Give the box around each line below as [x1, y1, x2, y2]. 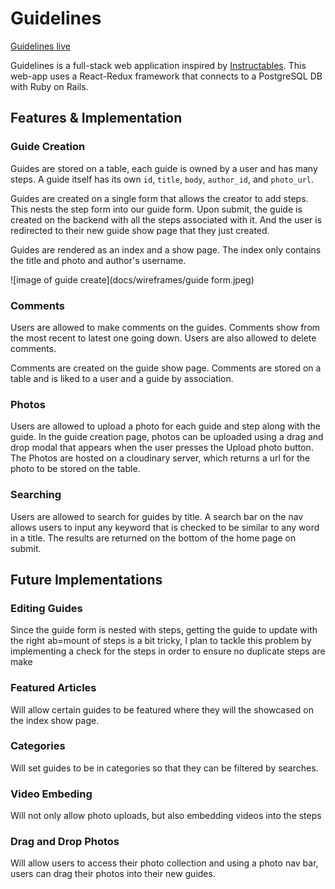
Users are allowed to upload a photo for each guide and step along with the [10, 420, 321, 432]
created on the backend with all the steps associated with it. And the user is [10, 213, 323, 226]
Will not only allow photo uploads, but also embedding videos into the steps [10, 810, 322, 822]
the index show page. [10, 714, 100, 726]
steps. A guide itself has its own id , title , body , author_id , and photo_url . [10, 173, 315, 185]
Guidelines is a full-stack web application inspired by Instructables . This [10, 59, 307, 71]
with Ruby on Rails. [10, 80, 89, 92]
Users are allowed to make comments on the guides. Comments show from [10, 321, 321, 333]
